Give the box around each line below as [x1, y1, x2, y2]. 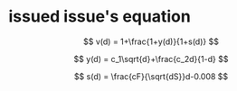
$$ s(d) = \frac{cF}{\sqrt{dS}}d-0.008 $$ [73, 70, 229, 82]
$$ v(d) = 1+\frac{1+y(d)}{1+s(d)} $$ [83, 36, 219, 47]
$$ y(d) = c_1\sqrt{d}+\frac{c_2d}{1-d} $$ [73, 53, 229, 64]
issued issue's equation [8, 6, 191, 27]
